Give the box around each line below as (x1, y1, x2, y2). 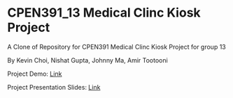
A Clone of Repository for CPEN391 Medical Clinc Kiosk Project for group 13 (7, 42, 226, 51)
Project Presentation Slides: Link (7, 83, 101, 91)
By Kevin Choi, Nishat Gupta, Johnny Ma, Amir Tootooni (7, 56, 168, 64)
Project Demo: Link (7, 70, 62, 78)
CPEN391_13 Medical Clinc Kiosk (7, 5, 201, 21)
